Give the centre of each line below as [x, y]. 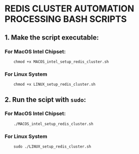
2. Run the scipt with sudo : [45, 100]
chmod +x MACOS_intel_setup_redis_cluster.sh [61, 62]
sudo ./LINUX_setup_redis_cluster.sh [52, 147]
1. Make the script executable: [52, 37]
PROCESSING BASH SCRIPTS [66, 19]
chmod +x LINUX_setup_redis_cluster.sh [55, 85]
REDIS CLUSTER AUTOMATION [69, 9]
